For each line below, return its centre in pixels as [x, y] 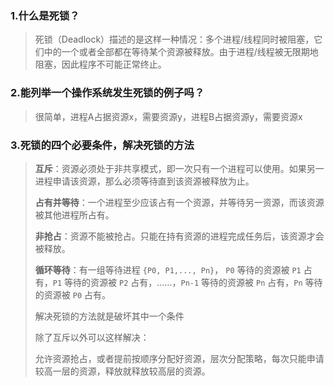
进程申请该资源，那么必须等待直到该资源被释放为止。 [144, 181]
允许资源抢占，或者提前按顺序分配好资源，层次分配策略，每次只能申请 [179, 358]
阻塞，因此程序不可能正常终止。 [100, 64]
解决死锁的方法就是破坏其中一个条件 [109, 316]
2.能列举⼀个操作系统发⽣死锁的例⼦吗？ [107, 93]
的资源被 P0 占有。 [72, 294]
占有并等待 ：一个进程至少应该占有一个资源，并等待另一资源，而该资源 [179, 202]
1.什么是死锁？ [45, 15]
